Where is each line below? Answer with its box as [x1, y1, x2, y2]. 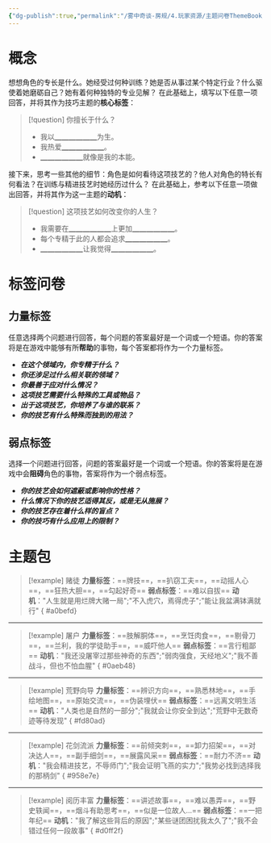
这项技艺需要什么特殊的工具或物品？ [19, 390, 141, 399]
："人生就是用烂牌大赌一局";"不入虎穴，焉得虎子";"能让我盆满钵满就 [35, 596, 261, 606]
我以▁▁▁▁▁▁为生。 [40, 131, 119, 141]
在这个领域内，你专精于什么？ [19, 360, 119, 369]
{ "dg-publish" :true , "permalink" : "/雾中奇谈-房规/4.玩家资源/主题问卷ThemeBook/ [8, 11, 266, 20]
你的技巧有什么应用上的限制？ [19, 516, 119, 526]
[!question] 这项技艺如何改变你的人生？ [27, 207, 159, 216]
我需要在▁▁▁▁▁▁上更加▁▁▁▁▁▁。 [40, 223, 182, 233]
